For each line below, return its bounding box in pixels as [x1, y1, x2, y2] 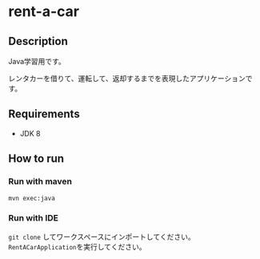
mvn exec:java [8, 194, 56, 202]
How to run [8, 152, 65, 166]
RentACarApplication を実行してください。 [8, 241, 146, 251]
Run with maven [8, 176, 73, 187]
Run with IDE [8, 212, 58, 224]
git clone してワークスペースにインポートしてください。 [8, 232, 196, 241]
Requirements [8, 107, 80, 121]
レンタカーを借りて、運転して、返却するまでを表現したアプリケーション [8, 74, 246, 83]
